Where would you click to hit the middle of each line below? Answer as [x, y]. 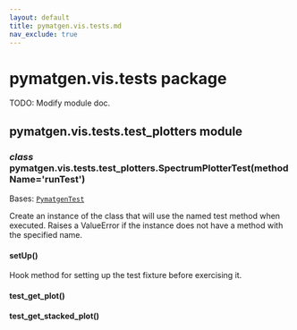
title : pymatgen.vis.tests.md [66, 26]
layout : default [39, 17]
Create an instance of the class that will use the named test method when [144, 216]
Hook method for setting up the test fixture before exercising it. [126, 275]
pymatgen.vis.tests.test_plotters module [126, 131]
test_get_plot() [37, 295]
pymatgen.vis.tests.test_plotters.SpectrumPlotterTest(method [149, 168]
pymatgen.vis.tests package [118, 78]
